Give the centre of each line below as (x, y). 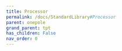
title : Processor (27, 11)
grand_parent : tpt (28, 28)
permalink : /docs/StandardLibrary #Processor (61, 17)
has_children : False (31, 33)
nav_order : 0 (22, 39)
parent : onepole (26, 22)
